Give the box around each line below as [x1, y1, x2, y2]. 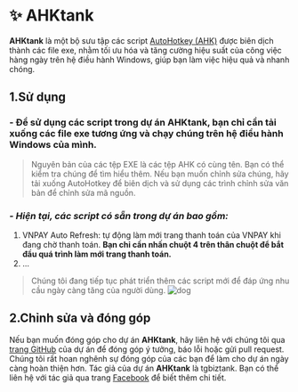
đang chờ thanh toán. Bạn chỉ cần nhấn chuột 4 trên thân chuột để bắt [21, 239, 285, 249]
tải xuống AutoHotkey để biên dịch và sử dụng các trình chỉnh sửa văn [30, 177, 289, 188]
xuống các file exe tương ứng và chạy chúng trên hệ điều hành [9, 127, 284, 140]
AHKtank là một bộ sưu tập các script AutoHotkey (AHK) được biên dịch [9, 35, 274, 45]
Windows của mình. [9, 139, 98, 151]
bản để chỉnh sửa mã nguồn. [30, 187, 136, 198]
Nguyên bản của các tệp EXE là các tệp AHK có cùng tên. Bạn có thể [30, 159, 285, 169]
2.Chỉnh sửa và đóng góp [9, 311, 151, 326]
